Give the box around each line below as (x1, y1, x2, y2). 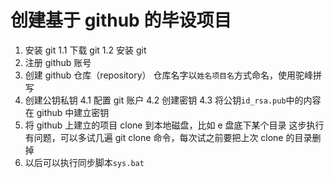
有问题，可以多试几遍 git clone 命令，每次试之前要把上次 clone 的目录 (24, 131, 313, 143)
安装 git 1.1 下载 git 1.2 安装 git (24, 44, 147, 56)
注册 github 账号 (24, 56, 92, 68)
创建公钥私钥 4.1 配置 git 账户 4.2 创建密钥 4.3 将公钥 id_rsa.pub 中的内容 (24, 94, 322, 106)
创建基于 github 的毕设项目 (10, 9, 232, 32)
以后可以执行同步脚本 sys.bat (24, 156, 145, 168)
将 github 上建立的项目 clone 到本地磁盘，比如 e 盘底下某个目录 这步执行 (24, 119, 325, 131)
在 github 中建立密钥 (24, 106, 110, 118)
